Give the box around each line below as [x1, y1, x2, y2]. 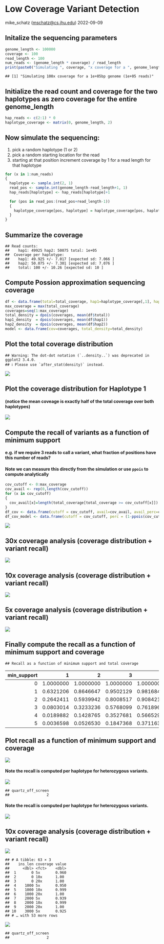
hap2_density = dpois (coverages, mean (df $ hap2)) [5, 322, 108, 327]
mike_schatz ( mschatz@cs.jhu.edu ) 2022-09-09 [5, 20, 103, 25]
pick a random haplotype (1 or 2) [12, 146, 78, 152]
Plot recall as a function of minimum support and [5, 736, 156, 745]
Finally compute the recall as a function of [5, 640, 136, 649]
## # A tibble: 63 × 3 [5, 857, 51, 862]
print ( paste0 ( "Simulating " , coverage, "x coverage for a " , [5, 65, 132, 70]
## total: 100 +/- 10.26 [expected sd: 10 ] [5, 265, 104, 270]
